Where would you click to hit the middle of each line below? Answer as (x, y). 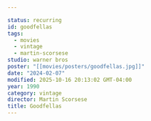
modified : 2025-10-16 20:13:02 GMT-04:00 (70, 80)
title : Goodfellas (35, 106)
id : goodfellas (30, 27)
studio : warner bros (38, 60)
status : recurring (35, 20)
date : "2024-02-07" (36, 73)
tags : (15, 33)
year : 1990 (24, 86)
